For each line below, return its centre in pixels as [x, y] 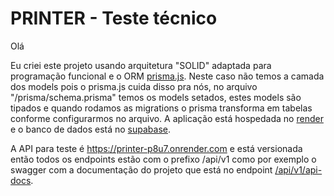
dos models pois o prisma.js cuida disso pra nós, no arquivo [134, 86]
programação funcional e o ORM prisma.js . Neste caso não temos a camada [167, 76]
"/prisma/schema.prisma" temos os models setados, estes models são [156, 97]
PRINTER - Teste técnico [114, 18]
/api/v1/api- [298, 169]
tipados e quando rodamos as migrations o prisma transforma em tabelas [161, 108]
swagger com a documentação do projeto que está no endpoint [141, 169]
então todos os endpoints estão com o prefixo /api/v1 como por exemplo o [163, 159]
